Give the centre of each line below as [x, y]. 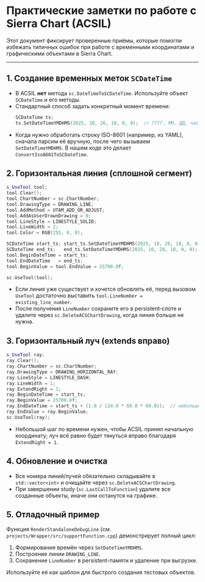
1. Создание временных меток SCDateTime [89, 78]
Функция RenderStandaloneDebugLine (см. [59, 529]
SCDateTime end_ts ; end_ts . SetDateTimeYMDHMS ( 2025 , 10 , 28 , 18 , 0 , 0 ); [102, 250]
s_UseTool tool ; [27, 187]
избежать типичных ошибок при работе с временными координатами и [100, 47]
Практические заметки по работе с [102, 11]
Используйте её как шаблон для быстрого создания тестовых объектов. [101, 572]
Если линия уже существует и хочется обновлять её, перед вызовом [106, 289]
